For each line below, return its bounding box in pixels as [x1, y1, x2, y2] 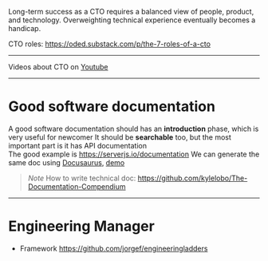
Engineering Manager [8, 217, 156, 235]
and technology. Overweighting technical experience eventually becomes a [8, 15, 256, 25]
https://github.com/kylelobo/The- [137, 173, 248, 183]
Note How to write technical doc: [27, 173, 136, 183]
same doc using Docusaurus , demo [8, 157, 125, 167]
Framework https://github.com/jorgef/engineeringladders [19, 243, 208, 253]
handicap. [8, 24, 41, 33]
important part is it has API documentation [8, 140, 148, 150]
